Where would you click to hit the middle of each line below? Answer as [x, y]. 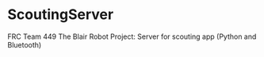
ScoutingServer [61, 15]
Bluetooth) [25, 44]
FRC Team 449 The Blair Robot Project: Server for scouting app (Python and [132, 36]
